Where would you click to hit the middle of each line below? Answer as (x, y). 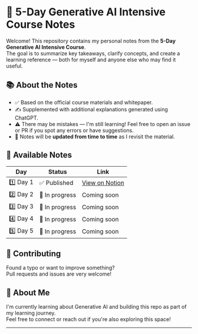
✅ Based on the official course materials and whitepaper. (84, 102)
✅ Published (56, 183)
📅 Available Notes (39, 155)
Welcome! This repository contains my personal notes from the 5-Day (91, 41)
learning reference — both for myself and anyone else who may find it (91, 59)
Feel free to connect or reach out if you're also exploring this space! (88, 319)
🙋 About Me (28, 292)
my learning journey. (31, 313)
